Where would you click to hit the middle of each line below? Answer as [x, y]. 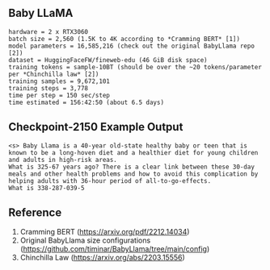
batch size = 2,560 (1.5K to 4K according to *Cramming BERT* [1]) [124, 39]
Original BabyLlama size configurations [85, 240]
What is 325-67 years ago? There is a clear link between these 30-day [131, 167]
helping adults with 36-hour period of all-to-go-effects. [110, 181]
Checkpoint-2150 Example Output [96, 127]
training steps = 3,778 [49, 88]
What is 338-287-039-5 [46, 188]
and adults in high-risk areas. [63, 160]
